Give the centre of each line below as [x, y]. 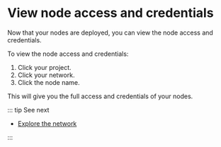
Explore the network [47, 123]
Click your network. [46, 75]
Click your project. [45, 67]
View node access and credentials [110, 13]
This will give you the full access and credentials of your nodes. [100, 96]
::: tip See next [28, 110]
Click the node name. [49, 82]
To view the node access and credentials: [68, 54]
